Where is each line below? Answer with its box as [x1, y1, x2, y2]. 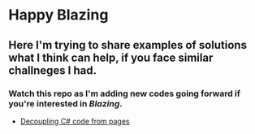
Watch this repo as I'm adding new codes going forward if [8, 88, 241, 99]
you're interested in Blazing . [8, 97, 123, 109]
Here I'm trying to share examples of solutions [8, 38, 248, 52]
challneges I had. [8, 63, 97, 77]
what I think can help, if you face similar [8, 50, 214, 64]
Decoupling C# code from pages [19, 116, 130, 126]
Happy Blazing [8, 6, 109, 24]
